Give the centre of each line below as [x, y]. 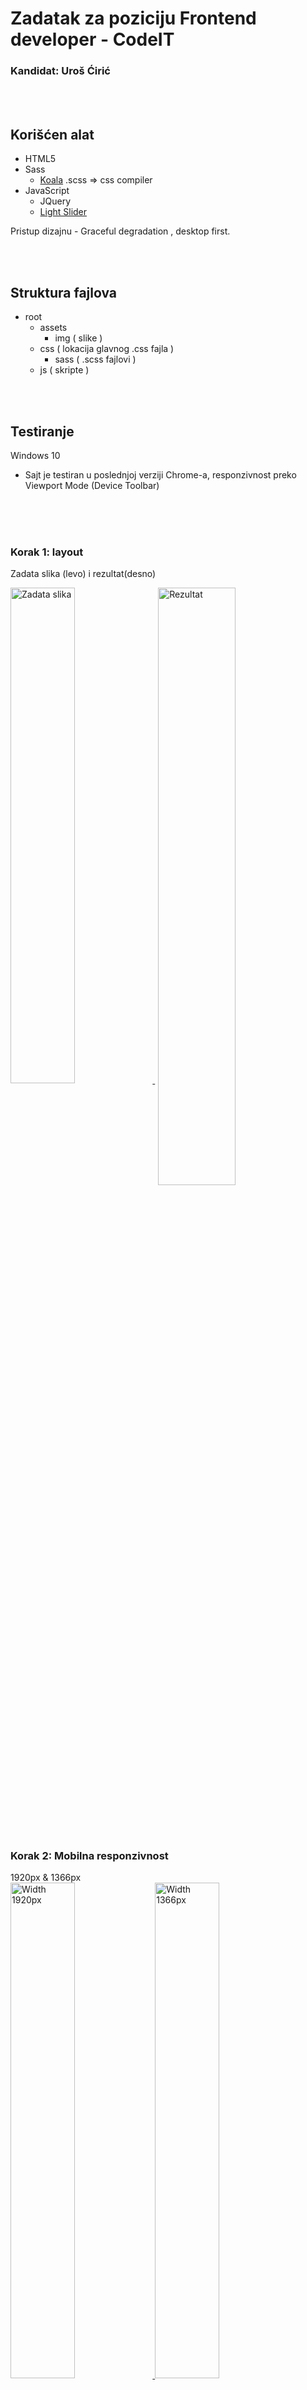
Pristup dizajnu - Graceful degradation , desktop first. [120, 231]
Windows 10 [35, 455]
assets [53, 328]
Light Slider [63, 212]
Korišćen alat [52, 134]
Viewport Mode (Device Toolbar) [92, 485]
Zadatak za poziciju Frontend [133, 18]
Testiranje [42, 431]
